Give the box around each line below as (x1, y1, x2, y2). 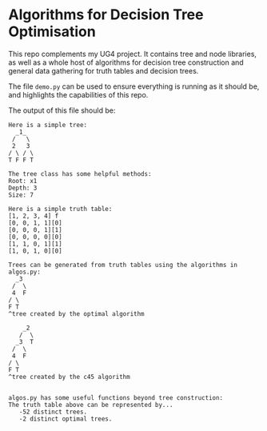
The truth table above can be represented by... (8, 401, 173, 409)
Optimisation (8, 22, 96, 41)
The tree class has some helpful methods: (8, 170, 152, 178)
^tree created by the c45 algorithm (8, 373, 130, 381)
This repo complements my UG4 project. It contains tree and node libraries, (8, 49, 257, 58)
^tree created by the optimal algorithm (8, 309, 145, 317)
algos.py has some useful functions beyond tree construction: (8, 393, 224, 401)
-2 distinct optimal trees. (18, 414, 113, 423)
